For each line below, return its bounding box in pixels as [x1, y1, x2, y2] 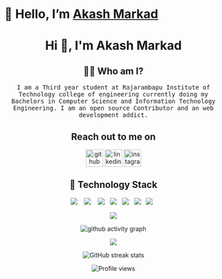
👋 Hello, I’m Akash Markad [4, 6, 158, 22]
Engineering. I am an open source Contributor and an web [13, 104, 214, 113]
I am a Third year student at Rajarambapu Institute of [17, 84, 210, 92]
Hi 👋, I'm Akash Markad [45, 38, 182, 54]
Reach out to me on [71, 131, 156, 142]
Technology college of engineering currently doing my [18, 90, 209, 99]
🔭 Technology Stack [69, 179, 158, 191]
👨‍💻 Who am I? [83, 65, 144, 77]
